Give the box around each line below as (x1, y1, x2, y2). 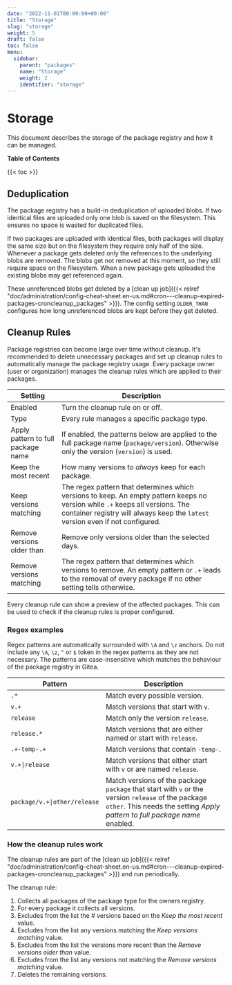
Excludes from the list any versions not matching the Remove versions (17, 956, 217, 964)
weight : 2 (19, 74, 48, 82)
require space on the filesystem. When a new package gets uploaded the (7, 264, 215, 272)
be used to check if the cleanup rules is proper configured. (7, 607, 175, 616)
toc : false (7, 42, 39, 49)
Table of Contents (7, 154, 60, 163)
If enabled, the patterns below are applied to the (61, 429, 217, 439)
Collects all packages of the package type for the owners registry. (17, 897, 206, 905)
